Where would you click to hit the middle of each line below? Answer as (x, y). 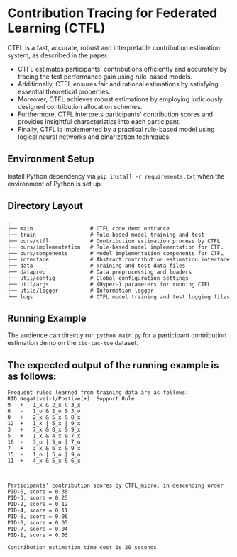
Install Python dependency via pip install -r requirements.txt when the (116, 176)
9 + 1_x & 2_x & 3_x (44, 405)
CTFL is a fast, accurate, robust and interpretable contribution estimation (114, 47)
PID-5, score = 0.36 (38, 492)
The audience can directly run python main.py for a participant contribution (117, 335)
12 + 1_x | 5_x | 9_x (44, 424)
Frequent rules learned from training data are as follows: (98, 393)
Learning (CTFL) (56, 28)
